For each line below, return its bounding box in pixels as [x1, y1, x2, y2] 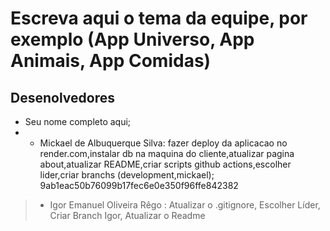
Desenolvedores [10, 89, 115, 106]
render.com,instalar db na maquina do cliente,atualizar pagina [39, 148, 295, 159]
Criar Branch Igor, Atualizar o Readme [49, 210, 206, 221]
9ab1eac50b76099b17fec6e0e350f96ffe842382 [39, 180, 239, 191]
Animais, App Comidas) [10, 50, 212, 72]
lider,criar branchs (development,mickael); [39, 169, 215, 181]
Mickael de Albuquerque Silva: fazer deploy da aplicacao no [39, 137, 288, 149]
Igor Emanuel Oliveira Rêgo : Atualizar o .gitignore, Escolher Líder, [49, 199, 321, 211]
